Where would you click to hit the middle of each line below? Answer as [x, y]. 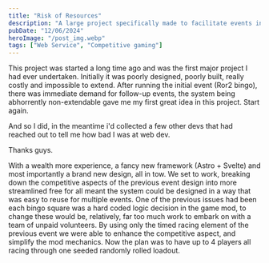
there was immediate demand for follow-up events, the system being [122, 94]
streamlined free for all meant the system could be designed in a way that [130, 191]
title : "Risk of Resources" [55, 16]
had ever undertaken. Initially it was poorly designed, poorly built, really [126, 77]
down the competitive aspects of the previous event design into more [123, 183]
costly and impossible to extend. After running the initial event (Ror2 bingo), [133, 86]
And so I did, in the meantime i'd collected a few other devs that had [121, 126]
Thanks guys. [31, 150]
